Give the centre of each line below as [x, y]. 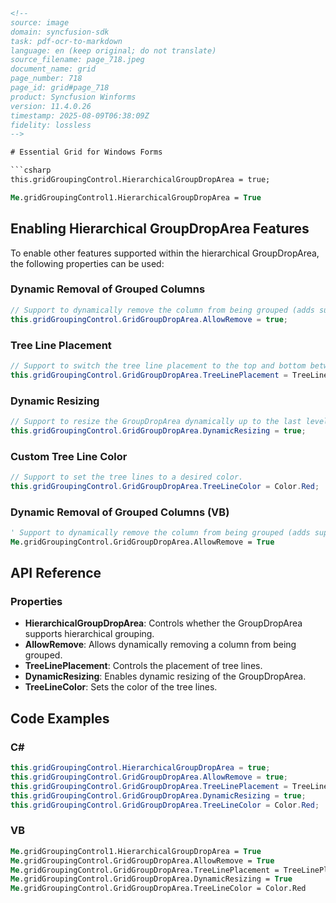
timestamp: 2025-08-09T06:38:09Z [80, 115]
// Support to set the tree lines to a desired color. [127, 477]
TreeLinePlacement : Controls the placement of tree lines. [143, 666]
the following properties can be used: [87, 263]
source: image [40, 22]
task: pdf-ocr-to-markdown [66, 41]
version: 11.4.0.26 [51, 106]
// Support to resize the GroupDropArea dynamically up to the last [156, 421]
